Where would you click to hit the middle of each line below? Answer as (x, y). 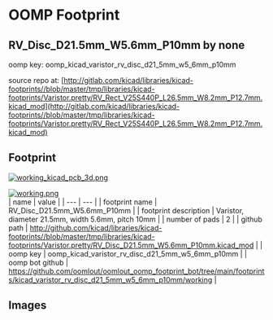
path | (18, 228)
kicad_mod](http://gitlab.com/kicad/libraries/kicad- (94, 106)
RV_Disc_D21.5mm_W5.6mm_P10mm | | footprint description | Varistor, (126, 210)
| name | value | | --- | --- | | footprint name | (83, 202)
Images (28, 306)
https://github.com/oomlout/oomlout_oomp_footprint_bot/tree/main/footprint (136, 271)
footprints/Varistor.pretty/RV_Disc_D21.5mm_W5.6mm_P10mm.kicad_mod (131, 245)
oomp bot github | (39, 262)
